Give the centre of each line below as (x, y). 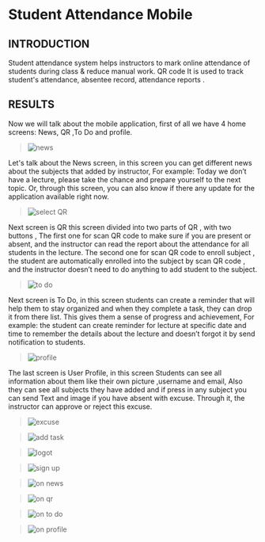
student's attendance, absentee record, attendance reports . (107, 80)
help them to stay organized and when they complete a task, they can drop (130, 308)
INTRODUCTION (49, 44)
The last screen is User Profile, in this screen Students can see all (115, 372)
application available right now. (59, 197)
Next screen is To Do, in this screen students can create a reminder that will (132, 300)
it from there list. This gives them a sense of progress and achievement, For (131, 317)
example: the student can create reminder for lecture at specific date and (127, 325)
